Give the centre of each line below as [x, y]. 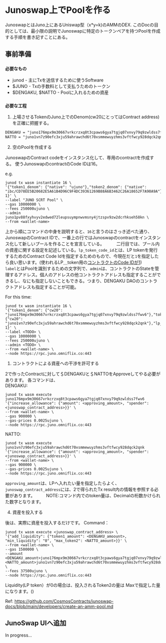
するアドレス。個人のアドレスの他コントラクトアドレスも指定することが [83, 274]
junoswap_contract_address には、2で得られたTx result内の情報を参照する [80, 489]
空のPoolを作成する [32, 147]
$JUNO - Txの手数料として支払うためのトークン [61, 86]
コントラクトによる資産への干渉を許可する [56, 363]
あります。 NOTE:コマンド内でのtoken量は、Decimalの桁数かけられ [87, 495]
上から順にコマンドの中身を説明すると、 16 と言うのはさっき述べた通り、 [79, 231]
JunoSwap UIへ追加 [36, 623]
